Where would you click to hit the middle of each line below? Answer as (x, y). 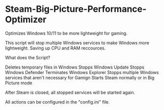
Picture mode (19, 83)
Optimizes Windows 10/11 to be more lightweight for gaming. (66, 33)
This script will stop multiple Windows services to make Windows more (77, 42)
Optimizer (26, 19)
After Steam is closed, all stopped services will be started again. (70, 92)
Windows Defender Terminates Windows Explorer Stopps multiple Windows (82, 72)
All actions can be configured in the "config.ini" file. (57, 102)
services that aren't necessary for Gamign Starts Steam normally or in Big (80, 77)
